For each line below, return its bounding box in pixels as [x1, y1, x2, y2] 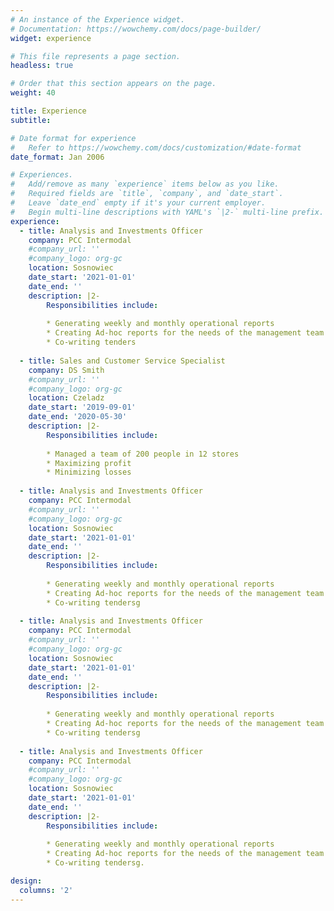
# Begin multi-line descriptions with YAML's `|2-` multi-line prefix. [10, 207, 325, 217]
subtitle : [10, 115, 52, 125]
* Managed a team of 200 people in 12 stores [46, 449, 240, 459]
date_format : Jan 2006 [10, 152, 105, 162]
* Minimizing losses [46, 467, 132, 478]
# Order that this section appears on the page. [10, 79, 217, 89]
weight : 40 [10, 88, 56, 98]
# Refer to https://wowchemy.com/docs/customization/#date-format [10, 142, 302, 153]
